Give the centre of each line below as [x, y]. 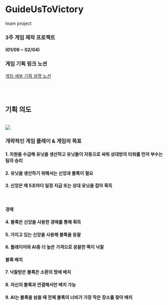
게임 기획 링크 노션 [26, 64]
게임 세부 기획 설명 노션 [28, 76]
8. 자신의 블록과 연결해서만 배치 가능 [40, 285]
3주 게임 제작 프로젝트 [30, 37]
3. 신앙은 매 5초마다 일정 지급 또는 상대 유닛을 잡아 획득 [59, 185]
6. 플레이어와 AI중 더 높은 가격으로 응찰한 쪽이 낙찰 [55, 247]
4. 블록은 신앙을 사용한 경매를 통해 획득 [43, 222]
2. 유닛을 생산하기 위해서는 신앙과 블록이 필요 [49, 173]
